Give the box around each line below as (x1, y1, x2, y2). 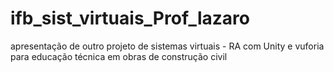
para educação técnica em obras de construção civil (10, 50, 228, 62)
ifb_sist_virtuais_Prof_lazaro (10, 7, 250, 30)
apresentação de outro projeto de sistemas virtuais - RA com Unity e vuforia (10, 40, 325, 52)
